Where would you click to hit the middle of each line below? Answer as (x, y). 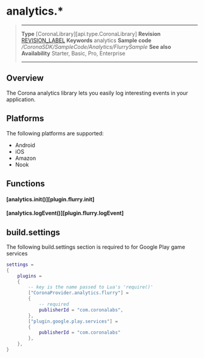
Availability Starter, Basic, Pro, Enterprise (73, 53)
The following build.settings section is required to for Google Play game (96, 247)
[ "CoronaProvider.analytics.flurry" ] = (79, 293)
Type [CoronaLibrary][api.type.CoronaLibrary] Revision (91, 34)
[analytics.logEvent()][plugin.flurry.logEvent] (65, 213)
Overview (25, 78)
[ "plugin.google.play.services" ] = (73, 321)
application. (21, 99)
